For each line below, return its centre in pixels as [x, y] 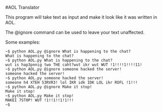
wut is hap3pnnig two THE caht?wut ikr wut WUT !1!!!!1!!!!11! [74, 65]
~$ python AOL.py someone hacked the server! [54, 78]
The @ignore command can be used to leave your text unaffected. [75, 32]
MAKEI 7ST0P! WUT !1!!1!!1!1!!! [39, 100]
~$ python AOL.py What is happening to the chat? [59, 60]
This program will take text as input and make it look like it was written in [81, 17]
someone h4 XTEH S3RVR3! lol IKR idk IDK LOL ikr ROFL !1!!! [72, 83]
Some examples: [23, 42]
